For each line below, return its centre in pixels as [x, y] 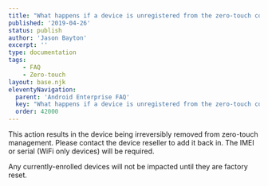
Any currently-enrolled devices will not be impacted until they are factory [128, 167]
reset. [18, 175]
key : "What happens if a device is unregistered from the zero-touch [133, 104]
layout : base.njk [37, 82]
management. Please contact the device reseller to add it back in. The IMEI [132, 143]
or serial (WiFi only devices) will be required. [81, 151]
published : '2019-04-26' [49, 23]
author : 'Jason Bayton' [48, 38]
